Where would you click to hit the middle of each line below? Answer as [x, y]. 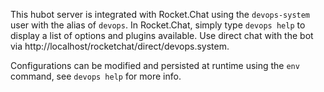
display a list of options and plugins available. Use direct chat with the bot [162, 35]
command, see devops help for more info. [96, 76]
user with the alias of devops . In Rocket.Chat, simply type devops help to [158, 25]
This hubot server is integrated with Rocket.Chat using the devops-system [160, 14]
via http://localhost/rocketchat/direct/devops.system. [120, 46]
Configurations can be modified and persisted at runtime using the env [155, 65]
